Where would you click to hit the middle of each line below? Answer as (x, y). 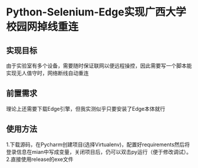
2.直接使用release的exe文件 (40, 159)
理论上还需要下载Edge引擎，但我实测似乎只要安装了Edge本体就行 (86, 108)
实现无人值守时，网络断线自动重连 (47, 73)
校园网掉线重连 (42, 27)
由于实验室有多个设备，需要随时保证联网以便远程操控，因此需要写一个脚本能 (99, 66)
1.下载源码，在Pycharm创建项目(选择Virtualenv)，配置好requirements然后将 (98, 144)
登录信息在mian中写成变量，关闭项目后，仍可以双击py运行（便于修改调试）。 (99, 151)
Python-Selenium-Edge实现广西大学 (96, 12)
